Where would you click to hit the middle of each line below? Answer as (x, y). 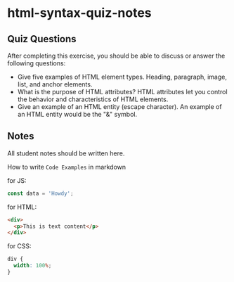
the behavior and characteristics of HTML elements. (93, 99)
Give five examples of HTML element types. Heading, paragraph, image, (122, 77)
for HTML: (22, 207)
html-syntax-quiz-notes (80, 13)
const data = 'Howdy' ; (40, 193)
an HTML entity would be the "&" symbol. (77, 114)
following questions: (37, 63)
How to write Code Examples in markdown (67, 167)
